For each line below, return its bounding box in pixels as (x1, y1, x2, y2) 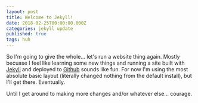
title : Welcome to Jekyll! (6, 14, 73, 20)
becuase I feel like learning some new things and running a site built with (6, 59, 185, 66)
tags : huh (6, 37, 31, 43)
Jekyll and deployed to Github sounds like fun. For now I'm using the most (6, 66, 188, 72)
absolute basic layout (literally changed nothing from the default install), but (6, 72, 192, 79)
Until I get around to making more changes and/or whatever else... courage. (6, 90, 193, 97)
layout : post (6, 8, 39, 15)
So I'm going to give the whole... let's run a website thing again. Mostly (6, 53, 180, 60)
